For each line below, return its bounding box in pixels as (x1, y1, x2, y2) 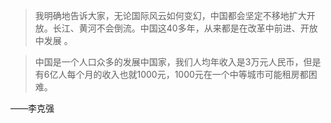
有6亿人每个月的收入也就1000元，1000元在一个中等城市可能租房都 (34, 69, 309, 80)
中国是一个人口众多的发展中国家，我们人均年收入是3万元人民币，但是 (34, 56, 322, 68)
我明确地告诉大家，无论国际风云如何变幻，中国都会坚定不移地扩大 (34, 10, 307, 21)
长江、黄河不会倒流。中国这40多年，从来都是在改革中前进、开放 (52, 22, 318, 34)
